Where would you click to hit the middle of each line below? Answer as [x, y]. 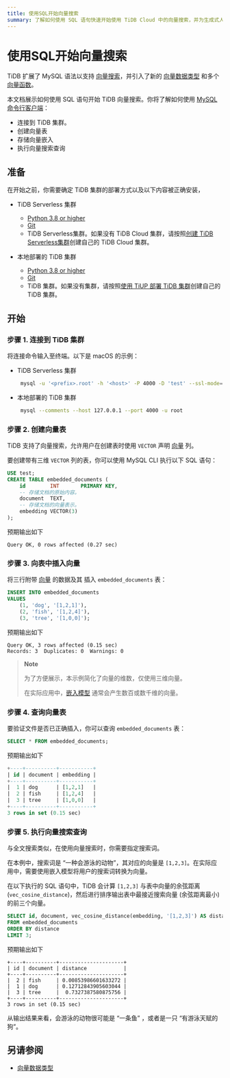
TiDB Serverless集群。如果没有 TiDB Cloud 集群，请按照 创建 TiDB [120, 233]
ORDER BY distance [33, 929]
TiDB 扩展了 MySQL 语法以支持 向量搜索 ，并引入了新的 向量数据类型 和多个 [113, 76]
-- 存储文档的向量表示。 [50, 505]
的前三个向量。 [28, 903]
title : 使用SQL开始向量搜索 [43, 13]
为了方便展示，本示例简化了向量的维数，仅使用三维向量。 [105, 678]
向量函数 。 [22, 85]
